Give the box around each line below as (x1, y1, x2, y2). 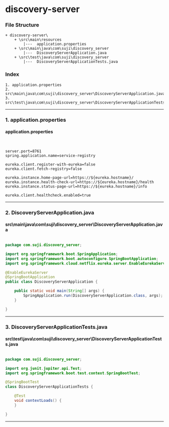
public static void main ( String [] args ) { (14, 288, 105, 294)
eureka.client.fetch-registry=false (5, 166, 82, 172)
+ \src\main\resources (14, 37, 62, 42)
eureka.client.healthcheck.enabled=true (5, 193, 92, 198)
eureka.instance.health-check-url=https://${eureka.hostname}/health (5, 180, 154, 185)
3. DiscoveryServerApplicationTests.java (5, 323, 108, 330)
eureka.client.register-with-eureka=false (5, 162, 96, 167)
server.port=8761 (5, 148, 42, 154)
